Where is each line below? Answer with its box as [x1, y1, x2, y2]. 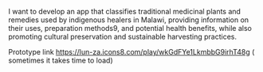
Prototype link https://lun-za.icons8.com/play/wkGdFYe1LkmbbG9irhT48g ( [8, 47, 255, 56]
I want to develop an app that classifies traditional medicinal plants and [8, 7, 241, 16]
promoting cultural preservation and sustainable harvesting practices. [8, 32, 237, 41]
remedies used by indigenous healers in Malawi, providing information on [8, 15, 249, 25]
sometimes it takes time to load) [8, 55, 113, 65]
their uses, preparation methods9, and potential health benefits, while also [8, 24, 253, 32]
